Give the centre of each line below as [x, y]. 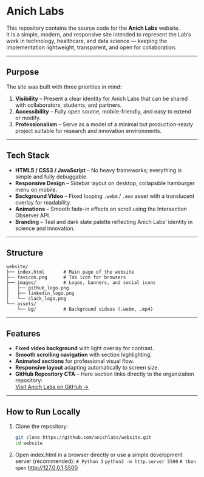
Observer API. [32, 215]
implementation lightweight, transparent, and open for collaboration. [92, 47]
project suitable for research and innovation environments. [88, 130]
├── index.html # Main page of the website [70, 272]
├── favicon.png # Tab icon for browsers [66, 277]
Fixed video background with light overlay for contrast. [84, 348]
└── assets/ [21, 304]
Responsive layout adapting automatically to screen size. [87, 368]
